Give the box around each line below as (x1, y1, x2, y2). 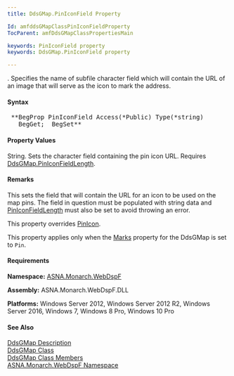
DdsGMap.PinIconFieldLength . (7, 159, 96, 167)
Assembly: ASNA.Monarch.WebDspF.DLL (7, 285, 129, 294)
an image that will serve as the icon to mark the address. (7, 82, 171, 90)
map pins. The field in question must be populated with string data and (7, 198, 212, 207)
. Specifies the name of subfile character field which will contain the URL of (7, 74, 226, 83)
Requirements (7, 257, 50, 265)
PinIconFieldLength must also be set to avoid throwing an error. (7, 205, 191, 214)
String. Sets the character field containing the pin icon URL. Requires (7, 152, 207, 160)
